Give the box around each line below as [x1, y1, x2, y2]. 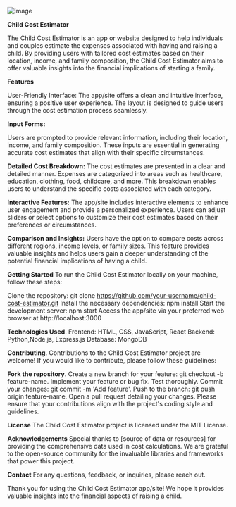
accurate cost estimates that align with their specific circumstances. [7, 149, 206, 156]
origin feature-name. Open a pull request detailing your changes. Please [7, 392, 217, 401]
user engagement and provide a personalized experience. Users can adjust [7, 206, 226, 214]
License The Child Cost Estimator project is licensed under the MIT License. [7, 421, 229, 429]
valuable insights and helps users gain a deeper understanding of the [7, 249, 209, 257]
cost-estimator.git [7, 299, 58, 307]
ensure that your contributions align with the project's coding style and [7, 400, 213, 408]
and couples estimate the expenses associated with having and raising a [7, 42, 218, 49]
